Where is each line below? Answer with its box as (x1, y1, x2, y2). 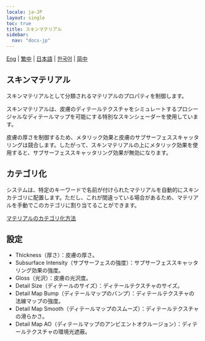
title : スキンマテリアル (6, 26, 62, 33)
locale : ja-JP (6, 9, 43, 15)
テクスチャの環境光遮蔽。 (26, 328, 91, 335)
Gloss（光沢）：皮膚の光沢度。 (15, 274, 92, 282)
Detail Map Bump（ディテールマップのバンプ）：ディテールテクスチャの (15, 289, 195, 297)
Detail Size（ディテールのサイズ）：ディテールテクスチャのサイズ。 (15, 282, 183, 289)
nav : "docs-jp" (12, 37, 51, 44)
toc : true (6, 20, 32, 26)
